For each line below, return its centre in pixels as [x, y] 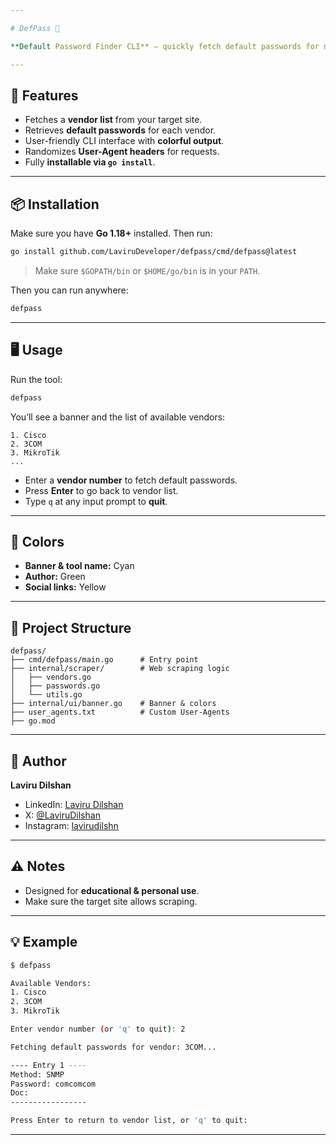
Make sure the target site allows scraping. [111, 901]
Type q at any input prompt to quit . [96, 501]
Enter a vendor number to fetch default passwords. [131, 480]
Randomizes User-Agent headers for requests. [122, 152]
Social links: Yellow [65, 587]
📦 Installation [55, 204]
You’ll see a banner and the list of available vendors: [118, 417]
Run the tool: [36, 379]
